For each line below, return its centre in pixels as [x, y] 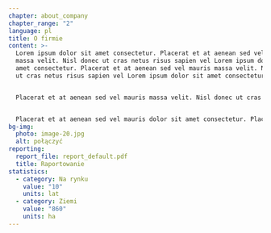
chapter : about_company [48, 16]
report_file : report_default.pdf [72, 156]
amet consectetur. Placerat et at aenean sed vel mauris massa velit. [137, 69]
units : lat [41, 194]
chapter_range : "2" [41, 23]
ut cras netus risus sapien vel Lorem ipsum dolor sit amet [119, 76]
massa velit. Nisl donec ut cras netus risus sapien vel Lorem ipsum [135, 61]
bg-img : [21, 127]
